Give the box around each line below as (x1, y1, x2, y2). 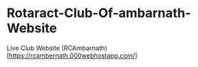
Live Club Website (6, 43, 60, 52)
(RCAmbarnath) (61, 43, 108, 52)
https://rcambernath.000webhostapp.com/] (9, 51, 137, 60)
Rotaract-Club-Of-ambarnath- (6, 5, 192, 21)
